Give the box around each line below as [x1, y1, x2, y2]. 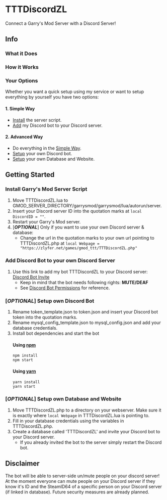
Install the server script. [12, 117, 62, 123]
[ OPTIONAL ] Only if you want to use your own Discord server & [12, 224, 144, 230]
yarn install [12, 379, 40, 385]
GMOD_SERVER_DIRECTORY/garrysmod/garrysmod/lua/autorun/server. [12, 202, 162, 208]
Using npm [12, 342, 36, 348]
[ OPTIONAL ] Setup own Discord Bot [5, 297, 95, 304]
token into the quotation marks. [12, 314, 77, 321]
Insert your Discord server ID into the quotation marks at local [12, 208, 142, 214]
